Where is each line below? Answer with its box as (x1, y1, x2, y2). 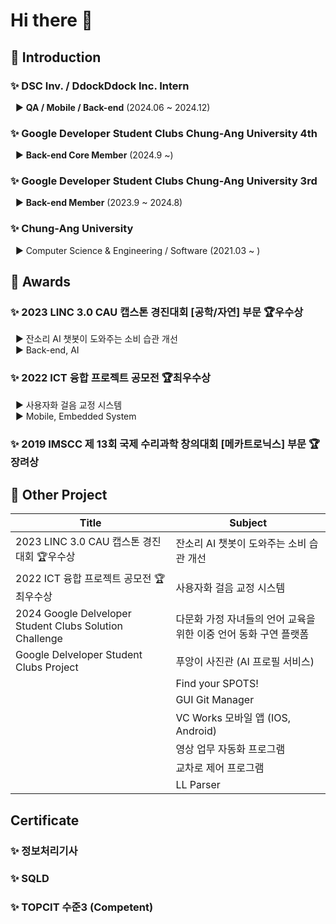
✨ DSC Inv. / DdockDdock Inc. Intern (10, 79, 190, 93)
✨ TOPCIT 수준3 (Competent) (10, 900, 154, 914)
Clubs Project (15, 660, 79, 674)
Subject (229, 516, 268, 530)
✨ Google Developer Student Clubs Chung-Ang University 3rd (10, 174, 318, 188)
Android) (175, 724, 217, 738)
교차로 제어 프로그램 (175, 761, 265, 775)
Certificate (10, 812, 80, 829)
